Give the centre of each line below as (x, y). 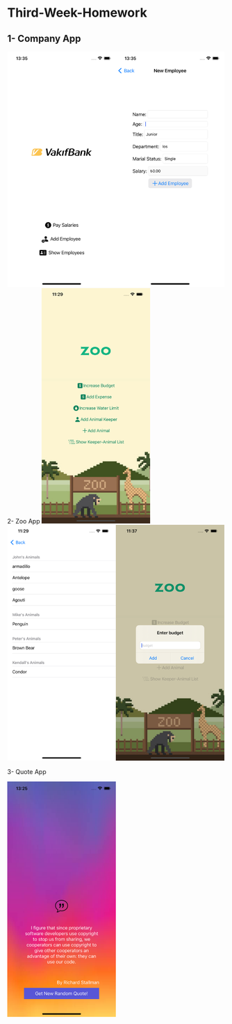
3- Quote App (27, 771)
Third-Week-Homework (77, 13)
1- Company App (44, 39)
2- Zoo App (24, 521)
